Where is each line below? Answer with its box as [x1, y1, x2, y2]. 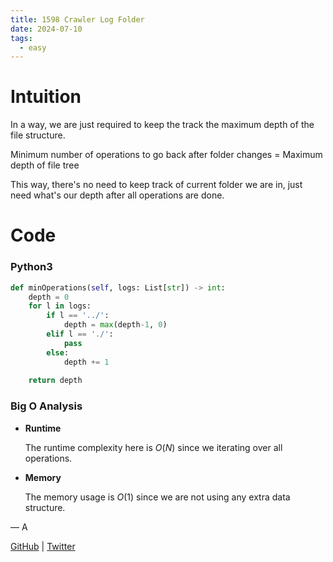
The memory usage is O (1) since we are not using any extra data [24, 491, 291, 503]
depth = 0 [28, 292, 70, 302]
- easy [19, 42, 47, 53]
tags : [10, 33, 33, 43]
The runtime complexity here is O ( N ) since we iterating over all [24, 441, 283, 453]
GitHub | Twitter [10, 540, 76, 552]
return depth [28, 376, 83, 386]
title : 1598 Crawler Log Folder [10, 14, 145, 25]
